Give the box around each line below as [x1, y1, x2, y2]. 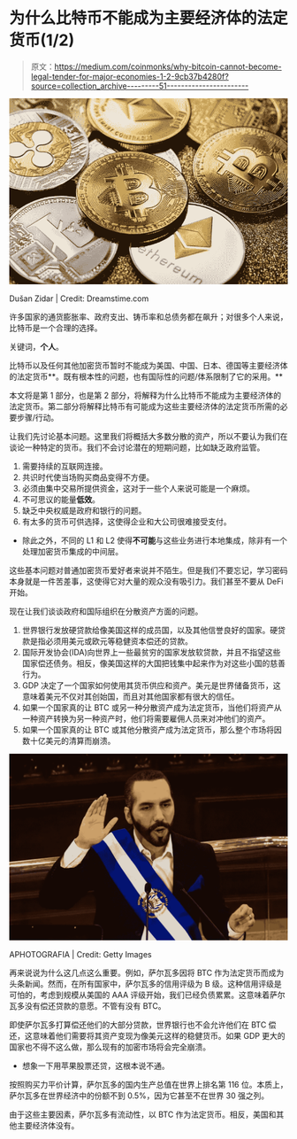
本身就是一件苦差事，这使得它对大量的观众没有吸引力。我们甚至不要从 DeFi [9, 577, 284, 587]
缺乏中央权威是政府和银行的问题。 [21, 506, 147, 516]
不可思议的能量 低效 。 [21, 494, 100, 505]
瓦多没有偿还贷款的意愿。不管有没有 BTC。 [9, 1000, 166, 1011]
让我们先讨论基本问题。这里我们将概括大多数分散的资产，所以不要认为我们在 [9, 431, 288, 442]
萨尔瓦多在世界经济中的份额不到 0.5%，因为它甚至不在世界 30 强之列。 [9, 1090, 270, 1101]
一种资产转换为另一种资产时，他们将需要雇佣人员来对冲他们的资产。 [21, 714, 270, 724]
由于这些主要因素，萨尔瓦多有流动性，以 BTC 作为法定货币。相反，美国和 [9, 1109, 277, 1120]
